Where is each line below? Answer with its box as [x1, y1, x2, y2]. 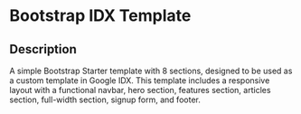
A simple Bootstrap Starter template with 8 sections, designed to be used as [9, 65, 293, 76]
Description [9, 42, 77, 57]
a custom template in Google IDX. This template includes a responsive [9, 75, 270, 86]
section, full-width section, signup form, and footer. [9, 94, 201, 105]
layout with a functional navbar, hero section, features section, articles [9, 85, 271, 95]
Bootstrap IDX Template [9, 5, 192, 26]
